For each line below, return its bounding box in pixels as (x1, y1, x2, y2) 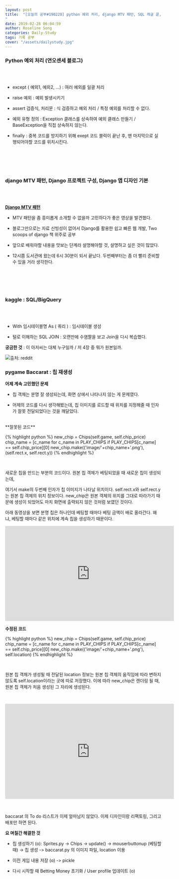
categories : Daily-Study (5, 30, 57, 35)
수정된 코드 (5, 625, 26, 632)
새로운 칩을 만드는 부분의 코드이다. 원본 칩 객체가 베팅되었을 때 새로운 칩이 (5, 470, 148, 476)
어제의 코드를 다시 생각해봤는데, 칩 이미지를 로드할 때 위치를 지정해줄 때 (12, 401, 150, 408)
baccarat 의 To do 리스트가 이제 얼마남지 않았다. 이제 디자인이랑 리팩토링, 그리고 (5, 813, 162, 819)
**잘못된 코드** (5, 424, 36, 430)
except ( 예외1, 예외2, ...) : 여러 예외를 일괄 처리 (12, 84, 105, 90)
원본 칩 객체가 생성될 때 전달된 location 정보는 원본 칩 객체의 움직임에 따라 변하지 (5, 671, 161, 677)
